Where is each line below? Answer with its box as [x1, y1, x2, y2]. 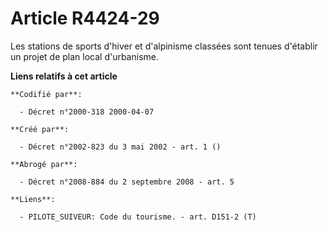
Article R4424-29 [10, 7, 160, 30]
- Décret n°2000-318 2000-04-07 [19, 107, 155, 117]
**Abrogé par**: [10, 159, 78, 169]
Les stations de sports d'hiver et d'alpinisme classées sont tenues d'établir [10, 40, 318, 52]
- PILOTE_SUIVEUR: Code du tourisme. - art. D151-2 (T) [19, 212, 257, 222]
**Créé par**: [10, 124, 70, 134]
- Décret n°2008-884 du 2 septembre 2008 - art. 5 [19, 177, 235, 187]
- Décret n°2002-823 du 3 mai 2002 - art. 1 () [19, 142, 222, 152]
